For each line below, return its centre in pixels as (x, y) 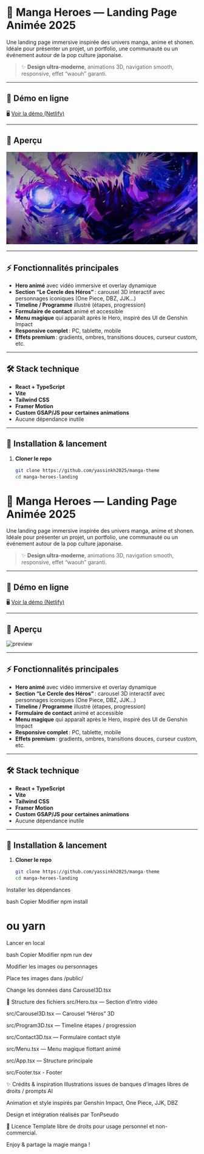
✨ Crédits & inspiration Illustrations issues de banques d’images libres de (98, 1084)
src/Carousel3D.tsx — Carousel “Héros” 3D (60, 1014)
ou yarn (26, 926)
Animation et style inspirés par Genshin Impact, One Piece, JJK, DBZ (92, 1103)
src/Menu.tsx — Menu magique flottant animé (64, 1049)
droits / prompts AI (30, 1091)
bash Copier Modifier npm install (47, 902)
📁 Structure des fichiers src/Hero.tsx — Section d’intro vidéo (82, 1002)
